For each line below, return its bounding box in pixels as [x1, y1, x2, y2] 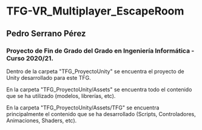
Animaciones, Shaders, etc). [6, 117, 77, 124]
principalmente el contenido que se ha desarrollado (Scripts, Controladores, [6, 110, 196, 117]
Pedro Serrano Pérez [6, 28, 86, 39]
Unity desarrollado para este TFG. [6, 74, 91, 81]
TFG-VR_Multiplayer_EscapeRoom [6, 4, 184, 18]
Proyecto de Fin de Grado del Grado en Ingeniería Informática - [6, 47, 195, 55]
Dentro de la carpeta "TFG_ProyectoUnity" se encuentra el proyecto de [6, 68, 184, 75]
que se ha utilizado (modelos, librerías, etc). [6, 92, 116, 99]
